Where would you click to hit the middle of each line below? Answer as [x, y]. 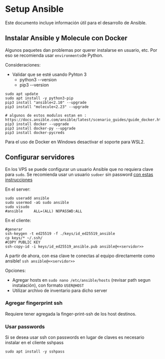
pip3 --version [34, 85]
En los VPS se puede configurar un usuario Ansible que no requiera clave [79, 169]
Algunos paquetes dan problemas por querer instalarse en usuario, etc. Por [81, 50]
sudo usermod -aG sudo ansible [37, 202]
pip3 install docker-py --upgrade [41, 128]
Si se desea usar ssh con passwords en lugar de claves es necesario [75, 337]
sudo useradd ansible [27, 198]
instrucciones [19, 179]
